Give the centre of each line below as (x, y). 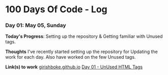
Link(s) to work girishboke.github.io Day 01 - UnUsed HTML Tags (74, 67)
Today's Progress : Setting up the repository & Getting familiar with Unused (84, 36)
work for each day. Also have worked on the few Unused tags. (71, 57)
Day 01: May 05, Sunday (36, 26)
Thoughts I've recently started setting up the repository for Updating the (81, 52)
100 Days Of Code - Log (57, 9)
